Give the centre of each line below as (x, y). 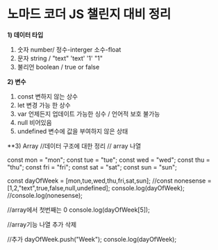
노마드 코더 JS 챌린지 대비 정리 (89, 14)
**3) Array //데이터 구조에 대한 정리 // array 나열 (74, 146)
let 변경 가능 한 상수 (44, 105)
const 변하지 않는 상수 (48, 96)
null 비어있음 (34, 122)
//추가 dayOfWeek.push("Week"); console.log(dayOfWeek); (92, 239)
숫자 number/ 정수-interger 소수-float (69, 49)
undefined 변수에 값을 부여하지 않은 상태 (73, 131)
